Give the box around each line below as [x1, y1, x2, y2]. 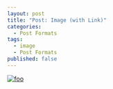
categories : [7, 23, 42, 30]
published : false [7, 56, 58, 63]
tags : [7, 36, 23, 43]
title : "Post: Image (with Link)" [7, 17, 107, 24]
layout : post [7, 10, 45, 17]
